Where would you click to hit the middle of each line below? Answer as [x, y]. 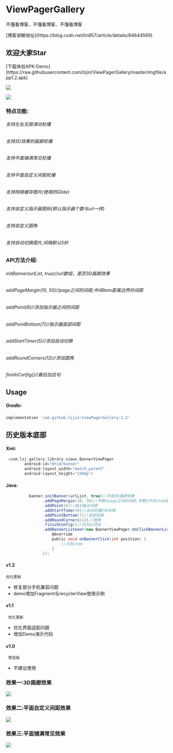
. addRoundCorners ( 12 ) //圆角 [72, 520]
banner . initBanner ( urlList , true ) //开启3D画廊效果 [82, 496]
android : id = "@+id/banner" [52, 464]
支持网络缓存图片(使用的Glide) [38, 192]
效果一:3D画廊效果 [29, 683]
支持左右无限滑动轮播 [28, 124]
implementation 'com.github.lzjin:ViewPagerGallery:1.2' [68, 418]
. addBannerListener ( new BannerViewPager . [87, 530]
